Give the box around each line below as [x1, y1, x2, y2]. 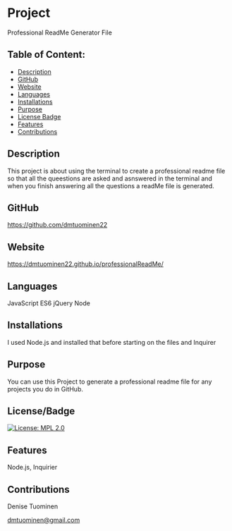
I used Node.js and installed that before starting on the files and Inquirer [7, 338, 216, 346]
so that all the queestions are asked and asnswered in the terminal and [7, 174, 213, 183]
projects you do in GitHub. [7, 384, 83, 393]
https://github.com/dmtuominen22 [7, 221, 108, 229]
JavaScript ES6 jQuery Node [7, 299, 90, 307]
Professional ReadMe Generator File [7, 28, 113, 37]
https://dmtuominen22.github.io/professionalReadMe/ [7, 260, 164, 269]
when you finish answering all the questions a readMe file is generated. [7, 181, 215, 190]
